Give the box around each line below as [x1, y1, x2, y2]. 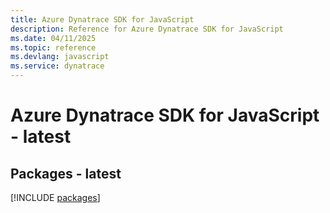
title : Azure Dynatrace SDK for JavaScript [10, 14, 195, 25]
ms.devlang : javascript [10, 52, 110, 62]
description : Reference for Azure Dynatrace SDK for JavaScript [10, 24, 284, 34]
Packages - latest [10, 165, 122, 182]
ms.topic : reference [10, 42, 97, 53]
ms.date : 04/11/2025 [10, 33, 97, 43]
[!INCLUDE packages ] [10, 192, 101, 203]
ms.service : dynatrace [10, 61, 105, 71]
